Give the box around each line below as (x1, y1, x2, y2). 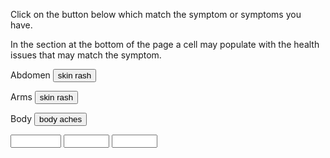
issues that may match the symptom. (10, 49, 162, 61)
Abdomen (10, 69, 51, 81)
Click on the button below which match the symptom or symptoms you (10, 9, 302, 20)
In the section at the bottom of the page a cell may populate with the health (10, 39, 320, 50)
